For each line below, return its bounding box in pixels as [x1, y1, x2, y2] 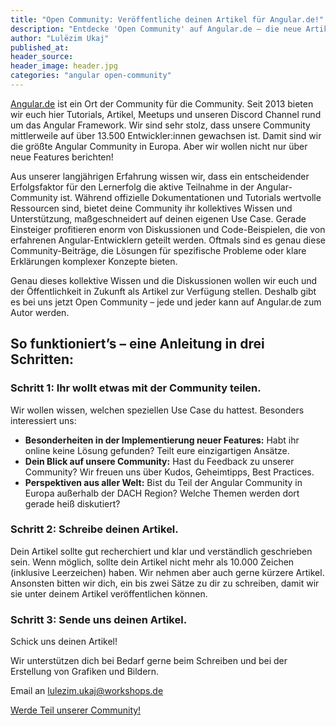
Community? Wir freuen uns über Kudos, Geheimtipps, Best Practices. [24, 466, 315, 478]
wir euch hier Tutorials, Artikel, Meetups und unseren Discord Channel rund [10, 108, 322, 120]
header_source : [10, 52, 74, 62]
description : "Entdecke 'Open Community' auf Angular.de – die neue [10, 24, 302, 34]
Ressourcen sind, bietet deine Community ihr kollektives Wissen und [10, 202, 293, 214]
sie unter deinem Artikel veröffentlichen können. [10, 587, 208, 600]
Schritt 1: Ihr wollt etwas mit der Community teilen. [10, 381, 262, 395]
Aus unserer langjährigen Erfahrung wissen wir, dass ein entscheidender [10, 170, 310, 182]
